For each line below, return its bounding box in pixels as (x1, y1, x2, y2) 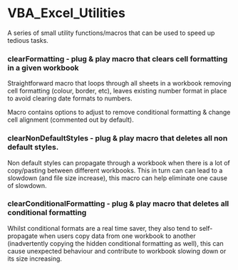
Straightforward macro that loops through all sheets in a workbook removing (7, 79, 232, 88)
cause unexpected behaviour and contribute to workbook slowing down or (7, 246, 227, 255)
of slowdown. (7, 181, 48, 189)
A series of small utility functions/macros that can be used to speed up (7, 28, 215, 37)
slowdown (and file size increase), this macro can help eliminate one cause (7, 173, 228, 182)
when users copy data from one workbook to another (38, 232, 196, 240)
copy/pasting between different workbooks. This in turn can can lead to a (7, 166, 223, 175)
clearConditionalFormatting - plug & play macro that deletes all (7, 199, 229, 209)
